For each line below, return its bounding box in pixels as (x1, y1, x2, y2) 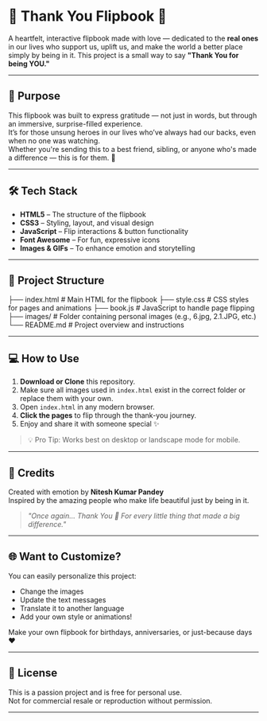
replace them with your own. (19, 394, 114, 403)
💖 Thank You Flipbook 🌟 (8, 7, 167, 25)
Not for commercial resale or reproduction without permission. (8, 696, 213, 705)
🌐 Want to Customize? (8, 550, 122, 563)
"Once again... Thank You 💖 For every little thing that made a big (27, 511, 240, 520)
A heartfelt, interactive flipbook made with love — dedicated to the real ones (8, 33, 259, 43)
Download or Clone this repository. (19, 377, 136, 387)
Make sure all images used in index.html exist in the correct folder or (19, 385, 246, 395)
